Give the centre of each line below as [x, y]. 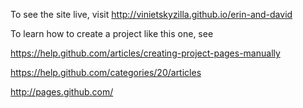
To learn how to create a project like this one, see [112, 33]
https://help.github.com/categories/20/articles [106, 72]
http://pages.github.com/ [62, 92]
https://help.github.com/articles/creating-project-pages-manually [145, 53]
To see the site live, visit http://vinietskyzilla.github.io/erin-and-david [151, 14]
